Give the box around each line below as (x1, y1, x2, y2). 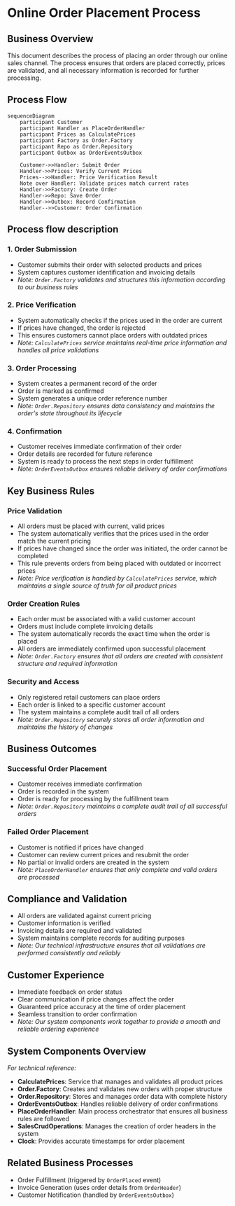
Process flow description (7, 223, 119, 235)
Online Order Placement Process (7, 5, 201, 21)
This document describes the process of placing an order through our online (7, 51, 228, 60)
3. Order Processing (7, 363, 77, 373)
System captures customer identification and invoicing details (17, 268, 196, 276)
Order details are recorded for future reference (17, 450, 152, 458)
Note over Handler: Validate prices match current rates (20, 180, 190, 187)
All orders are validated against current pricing (17, 912, 152, 920)
